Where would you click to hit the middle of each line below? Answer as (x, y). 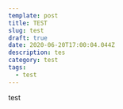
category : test (33, 60)
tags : (17, 68)
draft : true (28, 38)
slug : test (26, 30)
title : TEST (28, 23)
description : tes (37, 53)
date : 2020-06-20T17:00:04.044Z (61, 45)
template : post (33, 16)
